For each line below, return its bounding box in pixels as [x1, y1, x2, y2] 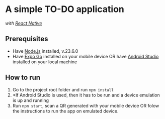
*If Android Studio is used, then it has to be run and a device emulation [12, 92, 160, 98]
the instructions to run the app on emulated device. [12, 108, 119, 114]
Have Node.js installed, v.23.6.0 [12, 48, 78, 54]
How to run [5, 73, 41, 82]
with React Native [5, 20, 42, 26]
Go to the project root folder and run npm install [12, 86, 114, 92]
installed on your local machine [12, 59, 77, 65]
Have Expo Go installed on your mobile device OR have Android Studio [12, 53, 159, 59]
